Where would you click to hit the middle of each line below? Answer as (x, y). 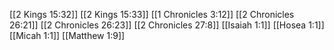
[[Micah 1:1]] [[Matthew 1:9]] (67, 35)
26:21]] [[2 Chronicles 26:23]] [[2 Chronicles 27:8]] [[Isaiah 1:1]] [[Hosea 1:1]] (167, 25)
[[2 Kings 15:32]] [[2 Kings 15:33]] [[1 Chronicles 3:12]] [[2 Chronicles (152, 14)
